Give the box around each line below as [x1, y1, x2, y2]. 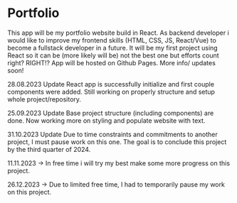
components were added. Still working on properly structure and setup [7, 87, 216, 96]
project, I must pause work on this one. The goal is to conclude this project [7, 137, 227, 146]
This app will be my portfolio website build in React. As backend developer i [7, 28, 229, 37]
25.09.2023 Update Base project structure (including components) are [7, 109, 214, 117]
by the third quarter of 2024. [7, 145, 91, 153]
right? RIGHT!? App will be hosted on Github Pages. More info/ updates [7, 58, 216, 67]
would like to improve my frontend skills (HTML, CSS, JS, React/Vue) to [7, 35, 217, 44]
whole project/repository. [7, 94, 82, 104]
